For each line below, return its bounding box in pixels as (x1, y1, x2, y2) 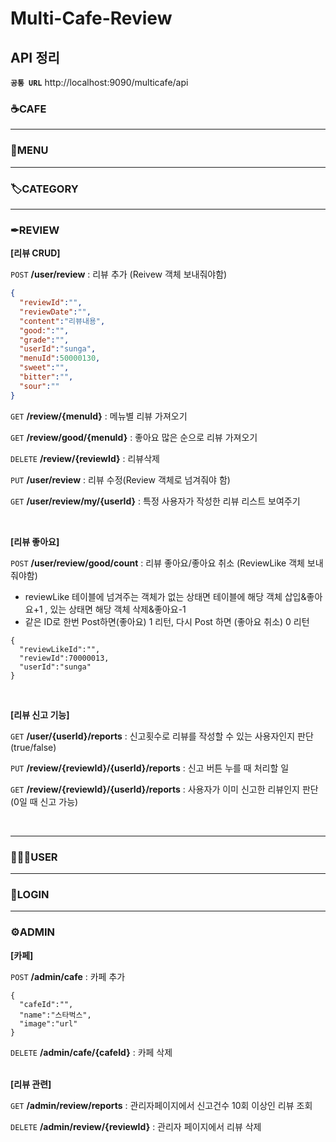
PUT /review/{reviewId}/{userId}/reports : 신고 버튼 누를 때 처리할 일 (10, 762, 290, 774)
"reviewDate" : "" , (19, 307, 92, 317)
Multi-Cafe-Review (10, 7, 173, 30)
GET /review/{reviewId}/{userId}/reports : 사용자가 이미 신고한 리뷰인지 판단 (10, 783, 319, 795)
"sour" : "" (19, 381, 60, 391)
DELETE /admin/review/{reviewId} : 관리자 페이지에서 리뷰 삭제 (10, 1120, 262, 1132)
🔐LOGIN (10, 887, 50, 901)
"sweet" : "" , (19, 363, 70, 373)
